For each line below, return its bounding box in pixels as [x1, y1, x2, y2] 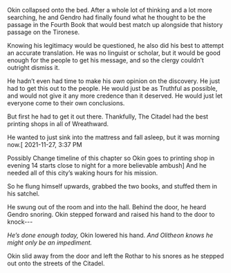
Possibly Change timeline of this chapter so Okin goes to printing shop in [7, 154, 215, 162]
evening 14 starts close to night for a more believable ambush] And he [7, 161, 207, 169]
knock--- [7, 218, 33, 226]
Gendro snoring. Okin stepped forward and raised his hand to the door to [7, 211, 216, 218]
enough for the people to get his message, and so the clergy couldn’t [7, 56, 204, 64]
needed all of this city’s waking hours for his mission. [7, 169, 158, 177]
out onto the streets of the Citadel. [7, 259, 105, 267]
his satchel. [7, 190, 40, 197]
